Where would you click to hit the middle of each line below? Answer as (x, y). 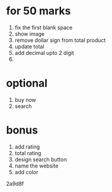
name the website (36, 166)
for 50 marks (39, 11)
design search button (41, 159)
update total (29, 47)
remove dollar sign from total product (60, 40)
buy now (25, 100)
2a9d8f (15, 184)
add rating (27, 147)
